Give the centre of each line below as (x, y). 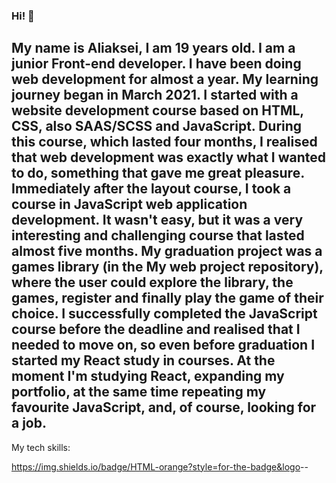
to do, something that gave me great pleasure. (158, 173)
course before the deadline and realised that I (156, 329)
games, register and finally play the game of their (167, 298)
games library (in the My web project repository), (167, 267)
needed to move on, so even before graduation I (163, 345)
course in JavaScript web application (129, 204)
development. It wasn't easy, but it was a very (157, 220)
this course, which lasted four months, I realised (164, 142)
